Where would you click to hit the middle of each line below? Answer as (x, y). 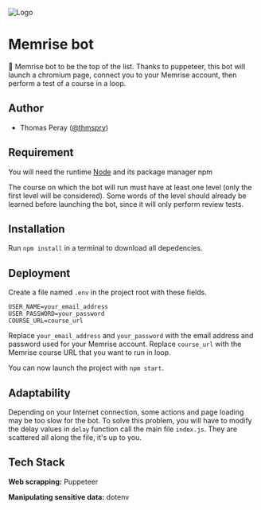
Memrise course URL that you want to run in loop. (90, 352)
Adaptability (39, 393)
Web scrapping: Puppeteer (53, 481)
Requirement (41, 152)
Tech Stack (37, 463)
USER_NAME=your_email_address (58, 307)
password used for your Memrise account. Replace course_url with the (125, 344)
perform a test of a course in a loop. (67, 83)
